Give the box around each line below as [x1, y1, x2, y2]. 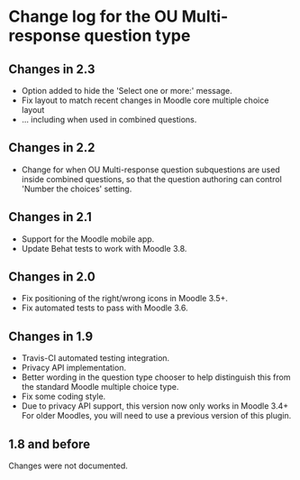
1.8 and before [8, 436, 91, 452]
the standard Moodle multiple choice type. [21, 382, 179, 392]
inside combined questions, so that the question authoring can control [21, 173, 283, 184]
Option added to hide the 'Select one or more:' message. [21, 86, 233, 96]
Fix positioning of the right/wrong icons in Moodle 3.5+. [21, 293, 229, 304]
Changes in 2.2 [8, 140, 95, 155]
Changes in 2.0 [8, 269, 95, 285]
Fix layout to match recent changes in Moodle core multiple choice [21, 95, 269, 106]
